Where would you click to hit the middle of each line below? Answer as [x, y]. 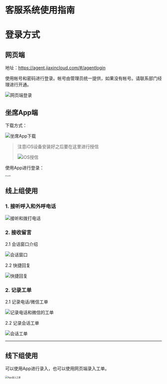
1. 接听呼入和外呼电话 [31, 206]
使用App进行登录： [25, 168]
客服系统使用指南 [40, 10]
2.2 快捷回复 [18, 265]
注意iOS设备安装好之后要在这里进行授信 [58, 147]
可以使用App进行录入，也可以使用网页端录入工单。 [57, 369]
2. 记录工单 [18, 290]
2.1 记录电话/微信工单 [27, 302]
